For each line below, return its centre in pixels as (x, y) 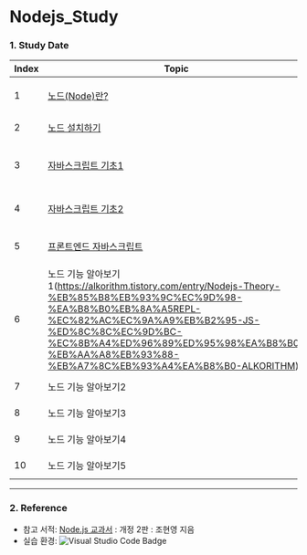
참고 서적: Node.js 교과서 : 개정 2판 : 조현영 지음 (108, 529)
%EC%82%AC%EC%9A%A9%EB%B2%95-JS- (154, 320)
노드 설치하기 (74, 128)
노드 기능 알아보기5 (87, 466)
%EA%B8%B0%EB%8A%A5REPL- (124, 309)
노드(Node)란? (78, 96)
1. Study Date (39, 46)
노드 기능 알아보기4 (87, 440)
